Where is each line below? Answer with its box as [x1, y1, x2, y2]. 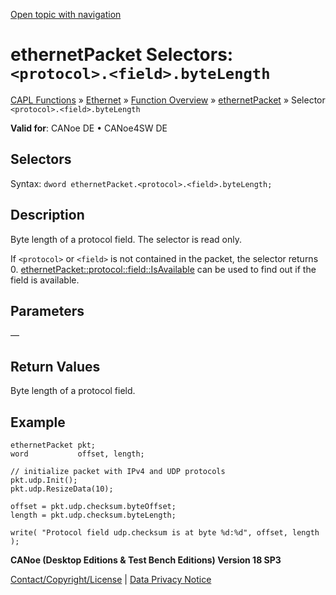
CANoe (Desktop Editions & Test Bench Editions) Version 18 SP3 [10, 554, 282, 566]
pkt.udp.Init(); [10, 475, 78, 485]
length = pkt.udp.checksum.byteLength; [10, 510, 177, 520]
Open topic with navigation [10, 9, 122, 20]
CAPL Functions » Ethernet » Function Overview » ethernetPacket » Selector [10, 94, 326, 106]
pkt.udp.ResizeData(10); [10, 484, 114, 494]
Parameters [10, 302, 85, 319]
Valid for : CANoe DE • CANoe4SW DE [10, 122, 168, 134]
